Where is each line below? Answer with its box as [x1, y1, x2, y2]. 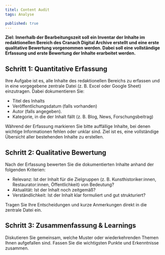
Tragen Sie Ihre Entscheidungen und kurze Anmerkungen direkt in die [5, 202, 147, 207]
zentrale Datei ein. [5, 207, 42, 213]
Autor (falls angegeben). [12, 109, 62, 115]
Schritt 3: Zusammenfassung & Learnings [5, 221, 136, 230]
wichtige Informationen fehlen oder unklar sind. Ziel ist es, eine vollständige [5, 128, 159, 134]
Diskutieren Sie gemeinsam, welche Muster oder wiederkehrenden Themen [5, 234, 159, 241]
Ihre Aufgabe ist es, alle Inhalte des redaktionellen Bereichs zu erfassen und [5, 78, 160, 84]
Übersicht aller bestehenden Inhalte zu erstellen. [5, 134, 104, 140]
